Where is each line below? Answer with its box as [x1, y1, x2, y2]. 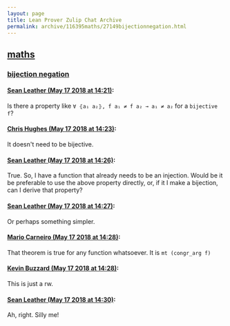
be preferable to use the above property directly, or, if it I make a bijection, [7, 179, 219, 187]
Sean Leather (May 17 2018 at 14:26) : [7, 156, 116, 164]
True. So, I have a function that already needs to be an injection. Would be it [7, 171, 223, 180]
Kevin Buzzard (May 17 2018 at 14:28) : [7, 264, 119, 273]
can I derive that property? [7, 186, 83, 194]
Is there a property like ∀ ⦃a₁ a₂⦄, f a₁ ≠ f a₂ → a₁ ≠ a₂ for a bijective [7, 102, 218, 110]
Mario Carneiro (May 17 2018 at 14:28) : [7, 233, 121, 242]
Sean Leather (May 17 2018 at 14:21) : [7, 86, 115, 95]
